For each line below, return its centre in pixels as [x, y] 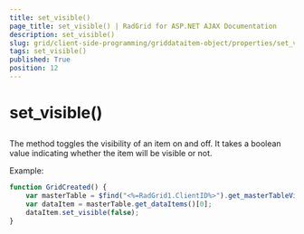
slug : [19, 43]
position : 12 [34, 69]
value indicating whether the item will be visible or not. [111, 154]
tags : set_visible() [48, 51]
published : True [40, 60]
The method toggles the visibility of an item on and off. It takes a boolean [146, 144]
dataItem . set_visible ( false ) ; [83, 213]
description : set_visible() [62, 34]
